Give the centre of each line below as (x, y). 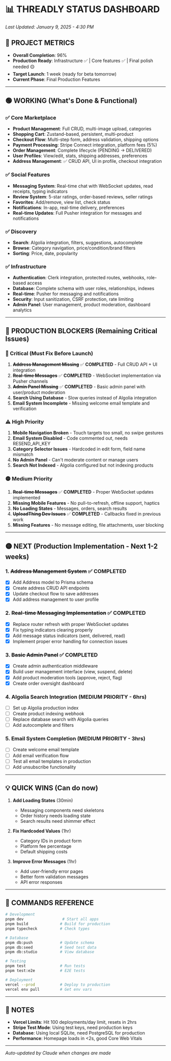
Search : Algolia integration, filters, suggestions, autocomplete (78, 243)
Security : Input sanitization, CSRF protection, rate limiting (73, 299)
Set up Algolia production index (46, 708)
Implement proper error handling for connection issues (70, 642)
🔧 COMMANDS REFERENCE (50, 902)
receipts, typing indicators (40, 191)
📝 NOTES (20, 1010)
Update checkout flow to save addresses (55, 594)
